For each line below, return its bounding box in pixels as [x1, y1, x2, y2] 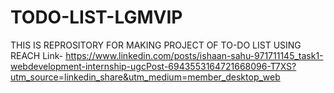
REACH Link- [10, 49, 64, 61]
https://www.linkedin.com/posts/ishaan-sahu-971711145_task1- [65, 49, 324, 61]
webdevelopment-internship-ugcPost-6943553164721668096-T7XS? [10, 60, 297, 72]
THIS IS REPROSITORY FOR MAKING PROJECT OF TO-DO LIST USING [10, 39, 302, 51]
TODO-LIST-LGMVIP [10, 6, 183, 29]
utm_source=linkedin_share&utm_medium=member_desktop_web [10, 71, 281, 83]
